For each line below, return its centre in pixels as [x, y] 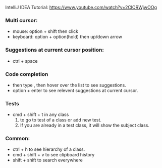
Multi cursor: [21, 20]
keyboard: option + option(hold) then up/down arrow [67, 37]
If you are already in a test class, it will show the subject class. [85, 125]
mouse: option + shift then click [45, 31]
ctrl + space [25, 61]
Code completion [27, 74]
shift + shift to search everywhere [48, 160]
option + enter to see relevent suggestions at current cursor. [75, 90]
